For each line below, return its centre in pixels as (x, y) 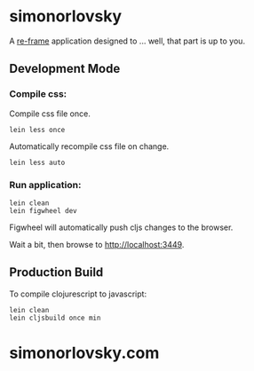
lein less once (37, 130)
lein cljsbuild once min (55, 318)
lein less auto (37, 162)
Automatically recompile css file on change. (89, 146)
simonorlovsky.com (84, 353)
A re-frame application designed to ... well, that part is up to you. (127, 41)
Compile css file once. (50, 114)
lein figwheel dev (43, 210)
